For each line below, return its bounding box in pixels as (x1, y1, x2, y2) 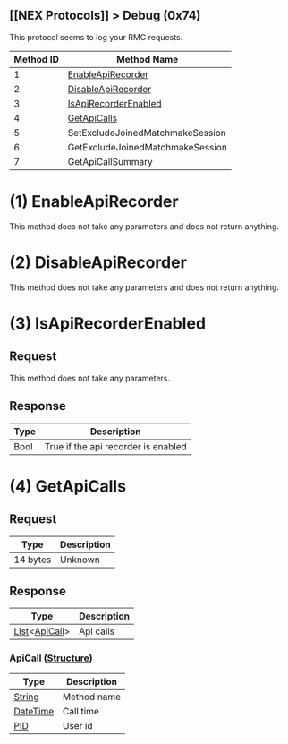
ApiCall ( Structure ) (9, 652, 93, 664)
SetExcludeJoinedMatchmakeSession (67, 126, 226, 139)
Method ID (13, 53, 60, 65)
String (13, 690, 39, 703)
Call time (62, 705, 100, 717)
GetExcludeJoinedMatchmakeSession (67, 141, 228, 153)
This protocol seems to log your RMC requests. (9, 31, 183, 42)
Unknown (59, 553, 101, 566)
